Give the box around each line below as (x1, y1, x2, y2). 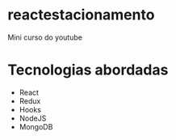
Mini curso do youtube (7, 32, 82, 42)
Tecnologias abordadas (7, 61, 169, 79)
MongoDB (19, 121, 53, 131)
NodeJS (19, 113, 47, 123)
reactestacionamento (7, 6, 155, 24)
